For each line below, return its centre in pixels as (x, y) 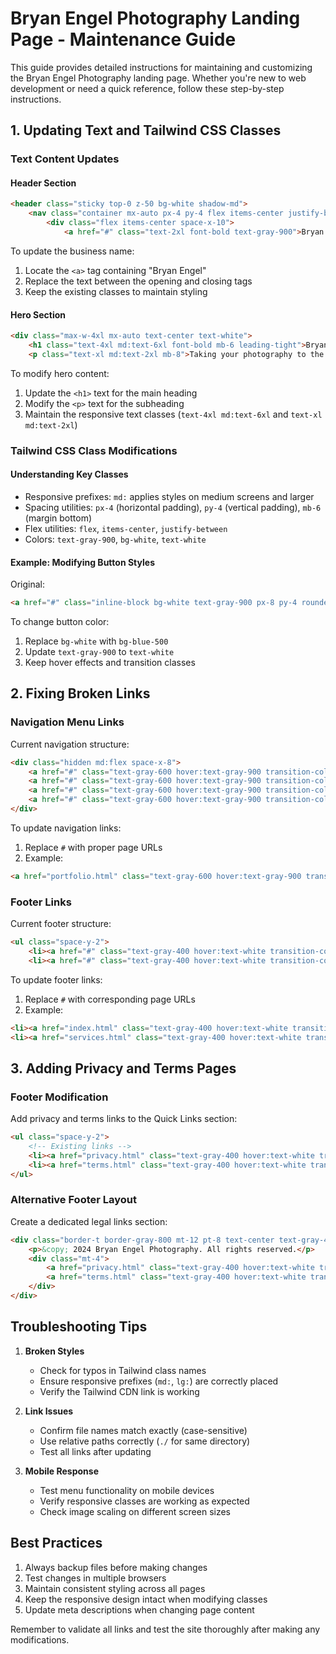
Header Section (43, 183)
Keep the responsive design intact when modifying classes (146, 1599)
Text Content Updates (65, 159)
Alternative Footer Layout (74, 1200)
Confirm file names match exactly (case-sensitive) (143, 1430)
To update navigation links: (66, 828)
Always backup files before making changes (116, 1567)
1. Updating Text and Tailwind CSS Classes (146, 130)
